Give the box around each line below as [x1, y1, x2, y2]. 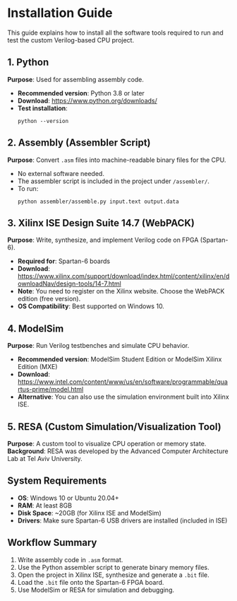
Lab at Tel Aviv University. [7, 455, 83, 462]
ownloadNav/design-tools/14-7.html [17, 279, 121, 288]
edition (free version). [17, 295, 81, 303]
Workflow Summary [7, 537, 97, 549]
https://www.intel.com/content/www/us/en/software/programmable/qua [17, 378, 228, 386]
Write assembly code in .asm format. [17, 555, 123, 564]
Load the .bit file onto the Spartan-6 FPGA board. [17, 578, 164, 586]
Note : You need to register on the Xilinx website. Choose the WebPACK [17, 287, 225, 296]
